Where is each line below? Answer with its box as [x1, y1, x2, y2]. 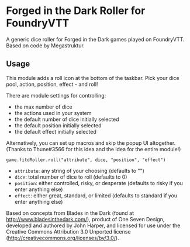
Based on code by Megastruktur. [6, 42, 85, 49]
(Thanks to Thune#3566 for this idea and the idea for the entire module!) [6, 145, 181, 152]
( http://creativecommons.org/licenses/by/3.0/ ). [6, 234, 119, 241]
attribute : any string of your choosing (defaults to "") [14, 167, 145, 174]
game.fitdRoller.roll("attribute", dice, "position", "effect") [6, 156, 166, 163]
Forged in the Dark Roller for [6, 4, 146, 18]
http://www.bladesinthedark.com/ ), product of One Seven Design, [6, 215, 165, 222]
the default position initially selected [14, 121, 102, 129]
